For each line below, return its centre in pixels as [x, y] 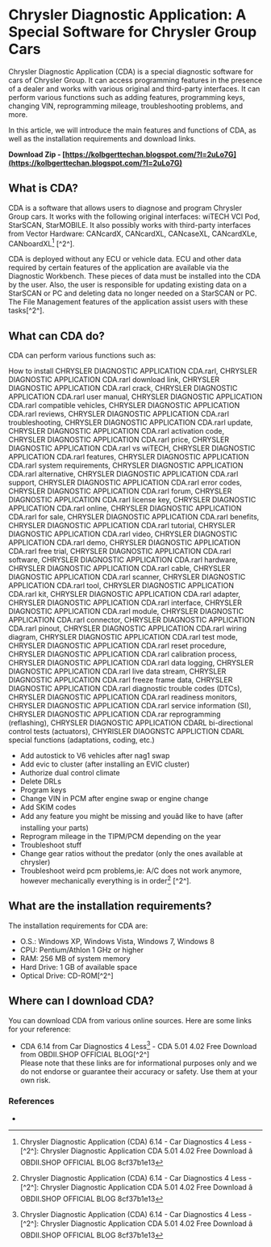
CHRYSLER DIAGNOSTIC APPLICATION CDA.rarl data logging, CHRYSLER [131, 663]
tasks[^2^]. [26, 311]
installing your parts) [54, 828]
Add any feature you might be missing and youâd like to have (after [131, 817]
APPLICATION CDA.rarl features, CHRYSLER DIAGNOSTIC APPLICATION [129, 457]
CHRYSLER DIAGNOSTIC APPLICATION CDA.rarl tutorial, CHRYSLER [122, 526]
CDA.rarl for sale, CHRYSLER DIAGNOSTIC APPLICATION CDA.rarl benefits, [134, 517]
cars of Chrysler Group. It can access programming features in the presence [135, 80]
